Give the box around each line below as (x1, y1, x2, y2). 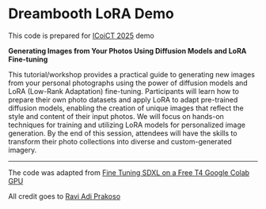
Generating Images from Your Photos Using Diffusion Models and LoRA (8, 46, 247, 55)
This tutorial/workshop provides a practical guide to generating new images (8, 69, 256, 79)
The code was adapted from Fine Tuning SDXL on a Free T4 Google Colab (8, 167, 250, 177)
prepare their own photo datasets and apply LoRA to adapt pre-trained (8, 95, 238, 104)
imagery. (8, 145, 37, 155)
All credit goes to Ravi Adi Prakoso (8, 191, 121, 201)
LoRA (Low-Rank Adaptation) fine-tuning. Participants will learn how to (8, 86, 240, 95)
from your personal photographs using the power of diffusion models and (8, 78, 248, 88)
